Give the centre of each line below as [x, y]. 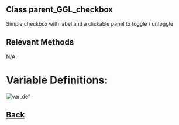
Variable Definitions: [57, 80]
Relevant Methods [40, 43]
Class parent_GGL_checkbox [59, 10]
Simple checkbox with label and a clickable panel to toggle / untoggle [90, 23]
